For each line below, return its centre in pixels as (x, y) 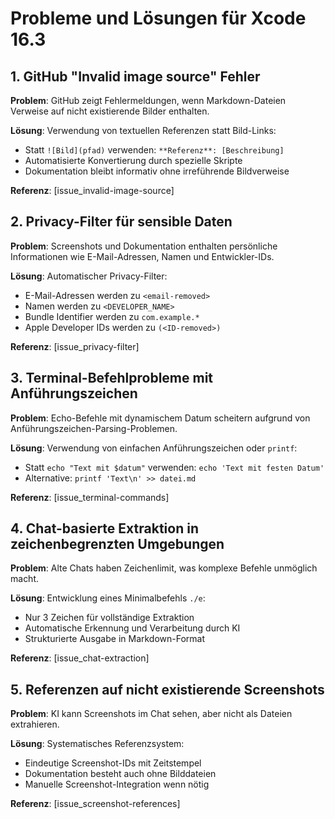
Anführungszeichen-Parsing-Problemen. (94, 428)
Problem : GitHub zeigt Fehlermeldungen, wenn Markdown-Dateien (148, 100)
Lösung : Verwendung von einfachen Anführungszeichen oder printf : (154, 448)
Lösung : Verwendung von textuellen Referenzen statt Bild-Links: (143, 130)
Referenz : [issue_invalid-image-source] (92, 190)
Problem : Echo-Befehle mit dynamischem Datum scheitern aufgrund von (160, 418)
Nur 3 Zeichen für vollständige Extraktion (109, 618)
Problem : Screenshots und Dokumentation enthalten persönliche (144, 246)
